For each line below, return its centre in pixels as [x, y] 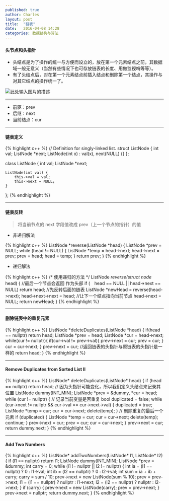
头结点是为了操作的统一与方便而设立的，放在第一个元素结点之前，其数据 [87, 62]
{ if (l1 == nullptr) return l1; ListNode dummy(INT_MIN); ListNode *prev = [80, 461]
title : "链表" [20, 24]
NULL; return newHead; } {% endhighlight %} [52, 301]
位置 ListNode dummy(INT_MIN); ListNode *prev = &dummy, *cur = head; [81, 393]
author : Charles [22, 15]
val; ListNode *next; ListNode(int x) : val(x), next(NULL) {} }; [67, 154]
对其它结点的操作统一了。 [39, 81]
